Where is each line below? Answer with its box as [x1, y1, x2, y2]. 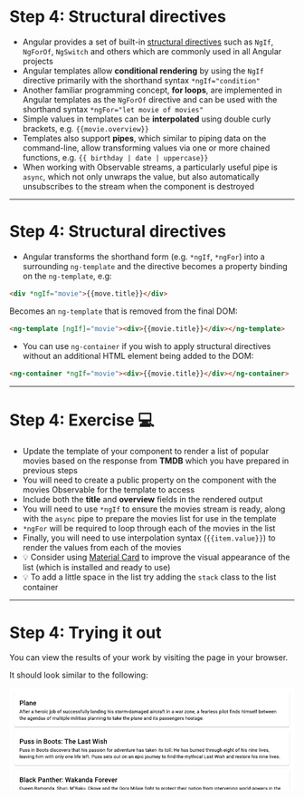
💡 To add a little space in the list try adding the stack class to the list [22, 571, 277, 582]
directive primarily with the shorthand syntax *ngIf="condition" [22, 74, 261, 85]
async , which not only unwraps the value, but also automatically [22, 171, 260, 182]
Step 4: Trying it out [9, 622, 162, 643]
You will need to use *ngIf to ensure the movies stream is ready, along [22, 503, 286, 514]
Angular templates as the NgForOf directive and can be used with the [22, 93, 278, 105]
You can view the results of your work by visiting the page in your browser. [9, 652, 289, 663]
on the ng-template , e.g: [22, 270, 112, 281]
